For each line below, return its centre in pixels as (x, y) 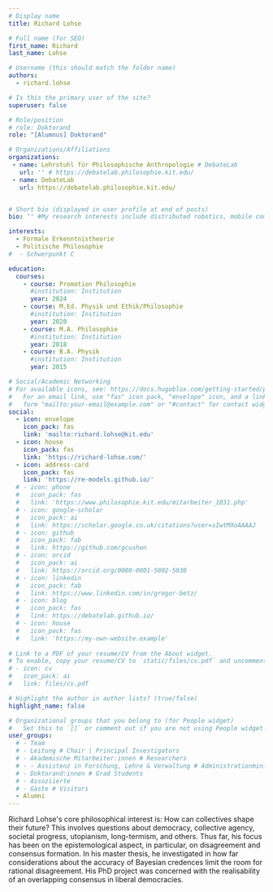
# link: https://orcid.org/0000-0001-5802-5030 (101, 570)
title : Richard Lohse (45, 24)
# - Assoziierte (43, 781)
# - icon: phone (43, 487)
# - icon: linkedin (49, 578)
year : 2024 (48, 299)
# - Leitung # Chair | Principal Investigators (98, 751)
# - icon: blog (41, 601)
